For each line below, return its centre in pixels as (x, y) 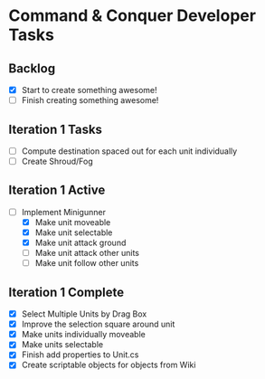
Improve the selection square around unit (98, 324)
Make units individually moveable (83, 335)
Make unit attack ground (80, 243)
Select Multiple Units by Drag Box (84, 314)
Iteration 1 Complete (66, 292)
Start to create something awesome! (89, 90)
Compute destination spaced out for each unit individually (129, 151)
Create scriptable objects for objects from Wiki (109, 365)
